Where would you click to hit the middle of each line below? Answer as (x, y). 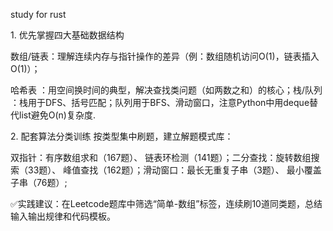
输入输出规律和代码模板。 (63, 216)
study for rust (38, 14)
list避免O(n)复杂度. (57, 115)
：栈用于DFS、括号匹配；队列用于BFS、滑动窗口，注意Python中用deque (160, 102)
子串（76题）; (39, 182)
